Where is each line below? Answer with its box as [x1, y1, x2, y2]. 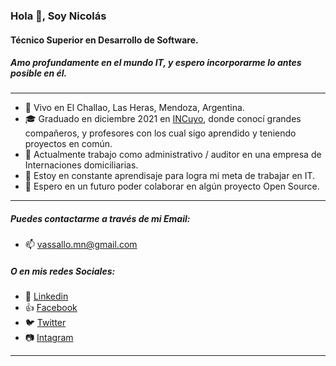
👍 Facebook [24, 302, 78, 314]
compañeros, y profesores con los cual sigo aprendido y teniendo [24, 127, 297, 139]
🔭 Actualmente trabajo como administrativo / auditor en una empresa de [24, 149, 322, 161]
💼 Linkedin [24, 290, 69, 303]
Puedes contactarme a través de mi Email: [10, 213, 191, 225]
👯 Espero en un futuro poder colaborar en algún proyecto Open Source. [24, 180, 320, 193]
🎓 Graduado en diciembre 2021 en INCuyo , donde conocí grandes [24, 113, 302, 125]
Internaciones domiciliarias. [24, 159, 139, 171]
